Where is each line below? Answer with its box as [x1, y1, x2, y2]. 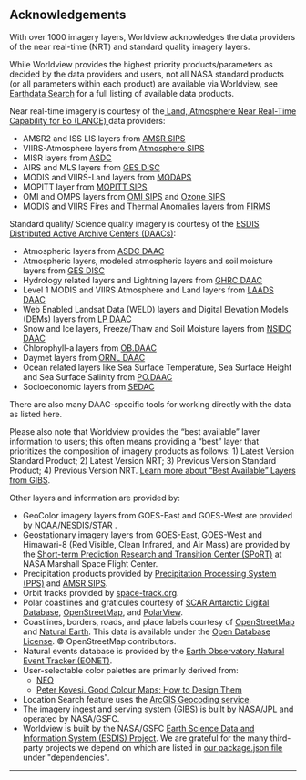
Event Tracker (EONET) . [22, 655, 113, 666]
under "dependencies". [22, 752, 110, 763]
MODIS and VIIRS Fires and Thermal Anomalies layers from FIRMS [22, 200, 271, 211]
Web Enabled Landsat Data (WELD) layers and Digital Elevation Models [22, 303, 289, 314]
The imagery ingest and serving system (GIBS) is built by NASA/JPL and [22, 703, 294, 714]
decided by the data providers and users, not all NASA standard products [9, 68, 285, 79]
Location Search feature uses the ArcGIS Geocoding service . [22, 693, 252, 704]
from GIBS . [9, 474, 51, 486]
